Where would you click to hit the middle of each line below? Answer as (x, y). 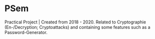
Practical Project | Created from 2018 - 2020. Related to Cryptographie (75, 22)
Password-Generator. (26, 32)
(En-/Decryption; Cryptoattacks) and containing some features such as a (77, 27)
